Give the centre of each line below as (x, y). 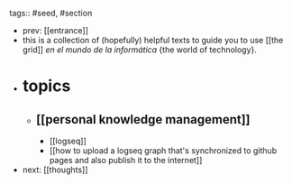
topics (46, 86)
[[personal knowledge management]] (143, 120)
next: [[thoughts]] (55, 170)
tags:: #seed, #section (51, 13)
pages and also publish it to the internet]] (126, 160)
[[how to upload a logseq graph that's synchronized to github (163, 151)
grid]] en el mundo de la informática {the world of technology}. (139, 50)
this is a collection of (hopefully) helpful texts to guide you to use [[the (153, 40)
